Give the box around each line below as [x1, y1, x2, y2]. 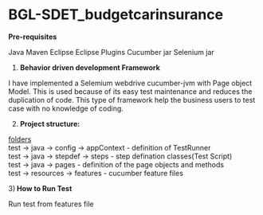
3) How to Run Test [8, 183, 73, 193]
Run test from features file [8, 199, 94, 209]
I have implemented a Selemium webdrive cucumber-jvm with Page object [8, 78, 253, 88]
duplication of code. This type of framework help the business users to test [8, 95, 256, 104]
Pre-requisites [8, 32, 57, 41]
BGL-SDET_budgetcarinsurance [8, 6, 224, 24]
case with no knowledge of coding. [8, 104, 124, 113]
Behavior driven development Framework [19, 62, 161, 72]
